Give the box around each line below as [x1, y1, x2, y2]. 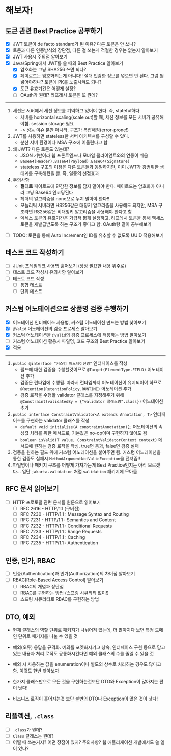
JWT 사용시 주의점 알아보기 [12, 54, 68, 60]
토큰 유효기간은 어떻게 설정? [20, 85, 76, 92]
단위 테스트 [20, 288, 42, 294]
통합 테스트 [20, 282, 42, 288]
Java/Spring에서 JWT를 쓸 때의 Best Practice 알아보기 [12, 60, 124, 66]
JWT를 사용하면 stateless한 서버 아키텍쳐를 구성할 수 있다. [12, 133, 130, 139]
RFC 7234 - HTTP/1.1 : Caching [20, 534, 85, 540]
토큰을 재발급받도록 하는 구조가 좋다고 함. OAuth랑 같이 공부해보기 [20, 221, 152, 227]
